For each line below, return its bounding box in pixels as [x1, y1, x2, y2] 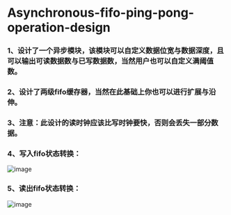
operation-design [7, 19, 111, 35]
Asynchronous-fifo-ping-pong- [7, 5, 195, 21]
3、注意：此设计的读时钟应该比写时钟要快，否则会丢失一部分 [7, 118, 212, 127]
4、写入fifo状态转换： [7, 148, 81, 158]
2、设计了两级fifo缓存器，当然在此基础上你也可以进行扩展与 [7, 87, 209, 97]
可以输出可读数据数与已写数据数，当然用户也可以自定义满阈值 [7, 56, 214, 66]
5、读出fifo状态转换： [7, 184, 81, 193]
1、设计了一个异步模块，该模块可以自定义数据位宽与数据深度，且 [7, 46, 224, 56]
